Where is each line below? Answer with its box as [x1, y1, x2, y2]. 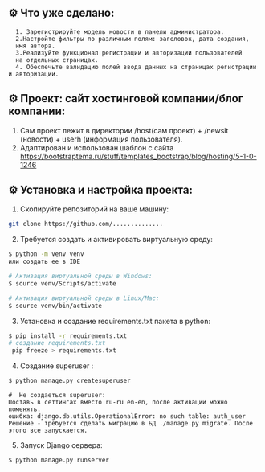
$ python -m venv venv [8, 250, 84, 258]
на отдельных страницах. [15, 55, 99, 64]
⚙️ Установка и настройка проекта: [8, 183, 193, 197]
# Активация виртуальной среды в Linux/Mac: [8, 293, 160, 302]
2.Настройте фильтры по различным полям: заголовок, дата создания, [15, 35, 250, 43]
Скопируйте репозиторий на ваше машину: [19, 204, 169, 214]
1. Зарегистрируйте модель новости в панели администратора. [15, 27, 225, 35]
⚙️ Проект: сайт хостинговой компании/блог [8, 92, 243, 105]
